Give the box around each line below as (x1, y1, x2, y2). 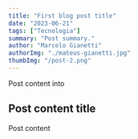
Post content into (8, 78, 65, 88)
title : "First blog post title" (8, 11, 116, 20)
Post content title (8, 102, 96, 116)
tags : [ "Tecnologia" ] (8, 27, 81, 35)
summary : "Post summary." (8, 34, 95, 43)
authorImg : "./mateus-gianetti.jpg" (8, 49, 131, 57)
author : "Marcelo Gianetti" (8, 42, 103, 50)
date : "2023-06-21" (8, 19, 74, 27)
